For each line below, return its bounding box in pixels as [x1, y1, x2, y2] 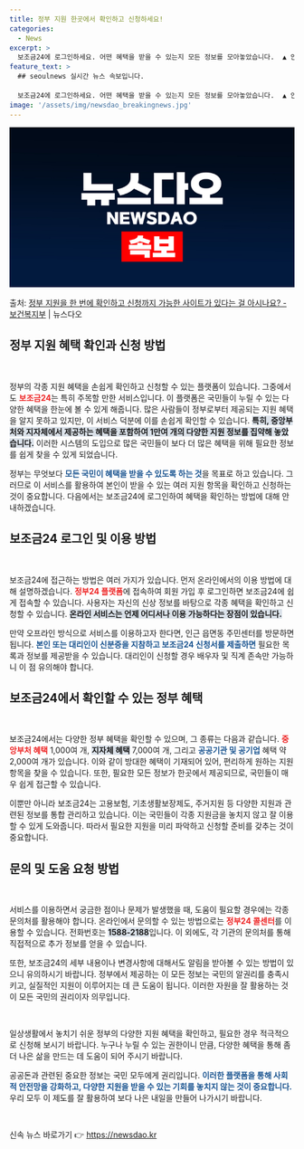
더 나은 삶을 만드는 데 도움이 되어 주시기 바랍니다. [9, 1050, 184, 1062]
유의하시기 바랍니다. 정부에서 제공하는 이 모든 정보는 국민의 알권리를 [25, 969, 265, 980]
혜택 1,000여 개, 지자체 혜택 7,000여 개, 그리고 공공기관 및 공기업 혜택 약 [33, 745, 287, 755]
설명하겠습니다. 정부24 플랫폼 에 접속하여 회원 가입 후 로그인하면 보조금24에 [18, 585, 285, 596]
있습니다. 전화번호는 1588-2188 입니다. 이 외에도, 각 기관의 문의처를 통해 [35, 927, 291, 938]
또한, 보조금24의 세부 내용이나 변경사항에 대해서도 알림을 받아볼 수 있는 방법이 [9, 957, 285, 968]
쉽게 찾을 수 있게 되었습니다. [18, 449, 119, 460]
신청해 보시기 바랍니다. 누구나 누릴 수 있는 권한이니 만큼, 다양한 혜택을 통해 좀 [18, 1040, 291, 1050]
